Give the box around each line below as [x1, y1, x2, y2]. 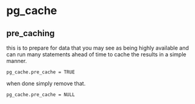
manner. [6, 58, 28, 64]
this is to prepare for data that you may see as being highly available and [6, 44, 189, 51]
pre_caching [6, 28, 55, 39]
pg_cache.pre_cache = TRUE [6, 69, 75, 75]
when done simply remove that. [6, 80, 86, 87]
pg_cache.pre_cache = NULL [6, 92, 75, 98]
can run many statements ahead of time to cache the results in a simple [6, 51, 186, 58]
